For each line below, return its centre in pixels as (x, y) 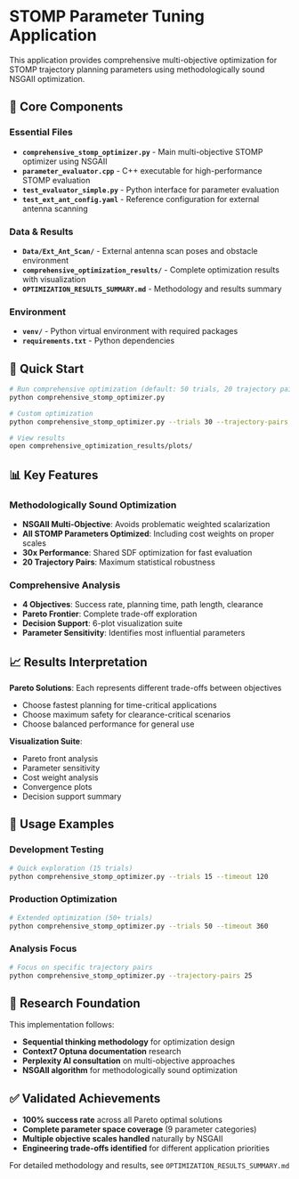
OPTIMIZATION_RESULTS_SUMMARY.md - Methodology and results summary (152, 289)
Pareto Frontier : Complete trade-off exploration (109, 614)
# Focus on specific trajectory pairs (81, 967)
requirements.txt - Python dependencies (98, 341)
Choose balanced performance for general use (108, 724)
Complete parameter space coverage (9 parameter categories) (139, 1129)
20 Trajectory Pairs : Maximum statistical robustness (118, 562)
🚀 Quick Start (47, 368)
